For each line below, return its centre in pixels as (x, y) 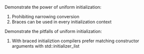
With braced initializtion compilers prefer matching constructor (75, 41)
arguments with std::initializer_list (46, 46)
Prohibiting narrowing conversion (45, 16)
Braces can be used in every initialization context (62, 22)
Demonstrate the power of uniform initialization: (53, 7)
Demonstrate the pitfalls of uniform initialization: (53, 31)
